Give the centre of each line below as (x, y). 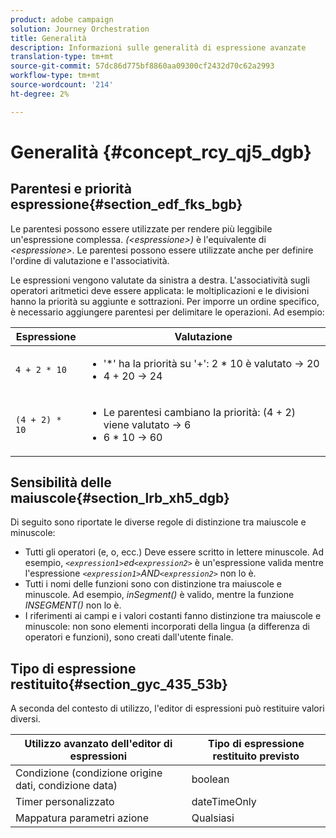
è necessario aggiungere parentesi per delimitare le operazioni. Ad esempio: (167, 312)
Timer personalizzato (65, 802)
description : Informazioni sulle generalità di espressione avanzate (158, 47)
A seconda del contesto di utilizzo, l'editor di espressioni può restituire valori (167, 708)
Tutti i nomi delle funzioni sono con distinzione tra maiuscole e (153, 584)
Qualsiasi (213, 818)
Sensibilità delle (61, 482)
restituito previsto (256, 756)
